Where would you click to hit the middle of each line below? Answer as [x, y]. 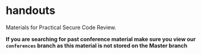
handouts [31, 11]
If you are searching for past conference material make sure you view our [101, 39]
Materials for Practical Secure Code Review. [61, 27]
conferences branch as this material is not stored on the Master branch [97, 46]
